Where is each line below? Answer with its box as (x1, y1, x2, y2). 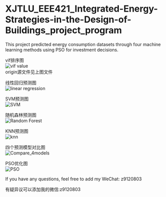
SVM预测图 (5, 96, 29, 102)
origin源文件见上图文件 (5, 69, 53, 75)
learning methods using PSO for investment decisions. (5, 47, 119, 53)
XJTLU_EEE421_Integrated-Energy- (5, 3, 158, 15)
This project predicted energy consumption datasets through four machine (5, 41, 161, 47)
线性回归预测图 (5, 80, 36, 86)
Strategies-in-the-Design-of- (5, 14, 132, 25)
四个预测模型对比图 (5, 144, 46, 150)
